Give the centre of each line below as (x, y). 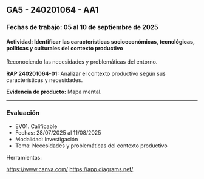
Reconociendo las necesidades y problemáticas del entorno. (82, 62)
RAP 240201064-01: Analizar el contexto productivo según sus (86, 73)
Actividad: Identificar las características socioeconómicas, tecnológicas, (101, 41)
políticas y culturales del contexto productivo (65, 48)
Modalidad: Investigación (46, 139)
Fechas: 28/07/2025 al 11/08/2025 (58, 132)
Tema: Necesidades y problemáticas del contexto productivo (91, 146)
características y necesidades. (45, 80)
